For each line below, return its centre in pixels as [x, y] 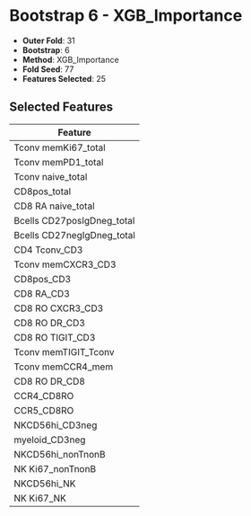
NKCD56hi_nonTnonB [60, 454]
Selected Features [61, 107]
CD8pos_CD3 [43, 279]
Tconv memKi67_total [60, 147]
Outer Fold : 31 [48, 40]
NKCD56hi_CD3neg [56, 425]
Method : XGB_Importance [70, 59]
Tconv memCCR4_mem [64, 367]
